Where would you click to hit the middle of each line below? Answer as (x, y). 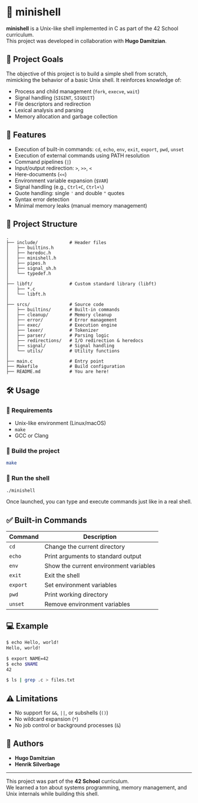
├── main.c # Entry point (55, 361)
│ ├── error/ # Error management (62, 320)
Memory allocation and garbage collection (66, 116)
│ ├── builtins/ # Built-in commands (63, 310)
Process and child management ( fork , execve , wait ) (77, 91)
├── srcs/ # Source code (55, 305)
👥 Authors (25, 744)
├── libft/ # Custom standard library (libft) (82, 284)
